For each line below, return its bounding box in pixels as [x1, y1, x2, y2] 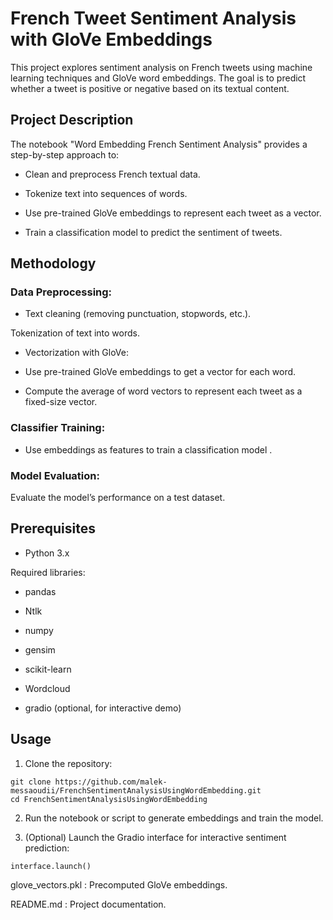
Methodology [10, 255, 97, 272]
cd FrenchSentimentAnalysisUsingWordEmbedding [10, 794, 208, 804]
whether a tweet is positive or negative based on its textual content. [10, 82, 290, 94]
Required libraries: [10, 566, 86, 578]
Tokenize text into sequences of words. [24, 187, 188, 199]
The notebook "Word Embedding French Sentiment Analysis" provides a [10, 138, 308, 150]
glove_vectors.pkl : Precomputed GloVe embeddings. [10, 878, 228, 891]
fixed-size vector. [24, 396, 98, 408]
